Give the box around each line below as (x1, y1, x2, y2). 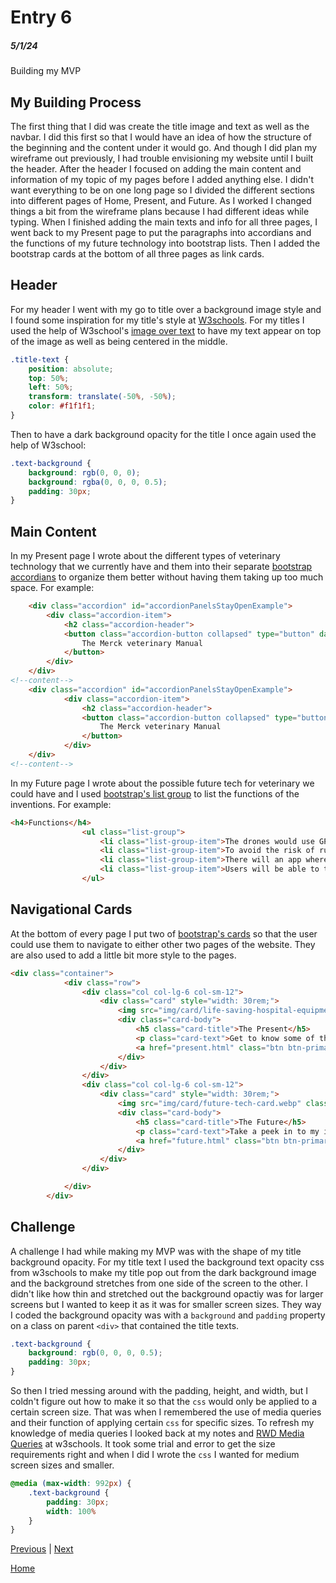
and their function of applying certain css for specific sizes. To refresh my (10, 1417, 315, 1429)
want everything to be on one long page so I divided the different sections (10, 184, 315, 196)
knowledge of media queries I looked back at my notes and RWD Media (10, 1427, 305, 1440)
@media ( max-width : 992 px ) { (10, 1479, 132, 1489)
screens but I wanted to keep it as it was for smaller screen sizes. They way (10, 1298, 322, 1310)
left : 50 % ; (28, 382, 74, 393)
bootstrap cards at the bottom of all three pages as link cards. (10, 247, 265, 260)
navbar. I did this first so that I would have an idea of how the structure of (10, 131, 312, 143)
